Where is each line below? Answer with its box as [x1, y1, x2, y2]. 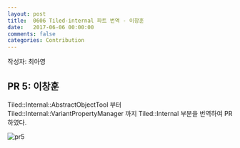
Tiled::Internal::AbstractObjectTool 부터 [7, 100, 122, 109]
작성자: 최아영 [7, 58, 46, 66]
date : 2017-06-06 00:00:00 [7, 23, 94, 31]
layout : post [7, 10, 46, 18]
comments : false [7, 30, 56, 38]
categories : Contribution [7, 37, 84, 44]
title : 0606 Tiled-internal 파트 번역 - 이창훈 [7, 17, 144, 24]
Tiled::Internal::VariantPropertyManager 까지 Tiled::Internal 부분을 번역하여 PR [7, 109, 233, 117]
